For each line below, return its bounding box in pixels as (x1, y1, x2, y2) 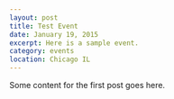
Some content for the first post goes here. (9, 80, 165, 90)
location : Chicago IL (9, 55, 91, 64)
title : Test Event (9, 22, 78, 31)
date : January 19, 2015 (9, 30, 99, 39)
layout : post (9, 13, 59, 22)
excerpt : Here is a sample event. (9, 38, 140, 48)
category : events (9, 47, 75, 56)
